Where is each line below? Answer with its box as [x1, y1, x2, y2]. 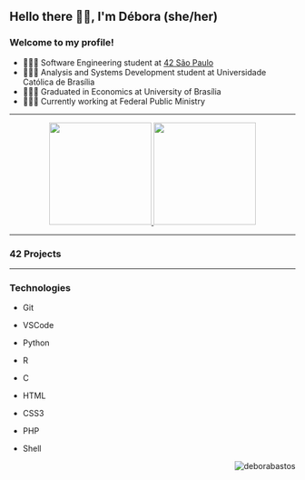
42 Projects [9, 247, 62, 260]
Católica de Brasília [22, 76, 95, 87]
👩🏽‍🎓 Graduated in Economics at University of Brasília [22, 85, 221, 96]
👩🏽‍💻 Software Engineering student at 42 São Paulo [22, 56, 214, 68]
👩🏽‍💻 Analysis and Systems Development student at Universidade [22, 66, 267, 77]
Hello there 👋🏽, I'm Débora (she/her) [9, 9, 219, 25]
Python [22, 337, 50, 348]
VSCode [22, 320, 54, 331]
